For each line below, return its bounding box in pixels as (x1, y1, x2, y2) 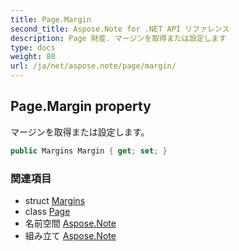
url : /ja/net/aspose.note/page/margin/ (10, 61, 177, 71)
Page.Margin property (10, 98, 152, 115)
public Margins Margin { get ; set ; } (10, 146, 168, 156)
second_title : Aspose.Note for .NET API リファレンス (10, 24, 230, 34)
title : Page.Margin (10, 14, 92, 25)
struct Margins (24, 194, 86, 206)
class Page (24, 205, 71, 217)
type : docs (10, 42, 56, 53)
